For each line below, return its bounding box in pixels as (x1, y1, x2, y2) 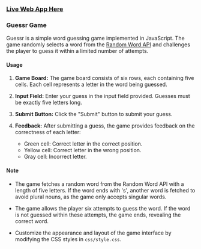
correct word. (14, 217, 49, 224)
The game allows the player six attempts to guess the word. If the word (14, 204, 191, 212)
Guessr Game (6, 20, 47, 29)
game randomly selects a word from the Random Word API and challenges (6, 41, 191, 48)
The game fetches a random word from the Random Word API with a (14, 180, 184, 188)
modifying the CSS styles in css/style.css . (14, 235, 122, 242)
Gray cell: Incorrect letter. (23, 153, 87, 161)
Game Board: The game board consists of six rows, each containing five (14, 75, 194, 82)
